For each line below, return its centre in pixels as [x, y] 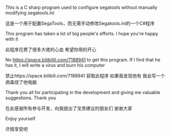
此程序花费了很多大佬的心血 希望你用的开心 [51, 50]
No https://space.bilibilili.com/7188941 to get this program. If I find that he [83, 60]
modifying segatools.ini [30, 13]
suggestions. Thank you [31, 98]
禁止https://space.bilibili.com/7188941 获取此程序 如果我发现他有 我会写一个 [85, 76]
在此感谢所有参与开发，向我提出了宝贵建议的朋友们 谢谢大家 [69, 108]
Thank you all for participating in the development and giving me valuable [83, 92]
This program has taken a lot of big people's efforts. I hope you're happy [82, 33]
